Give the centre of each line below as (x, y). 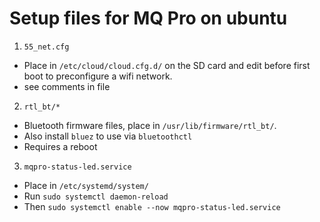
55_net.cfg (46, 47)
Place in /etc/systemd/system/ (86, 185)
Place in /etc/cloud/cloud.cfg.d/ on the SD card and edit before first (167, 65)
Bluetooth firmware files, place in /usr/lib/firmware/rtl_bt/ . (150, 125)
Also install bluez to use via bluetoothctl (108, 136)
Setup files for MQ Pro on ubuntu (148, 18)
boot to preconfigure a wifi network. (98, 76)
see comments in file (67, 86)
